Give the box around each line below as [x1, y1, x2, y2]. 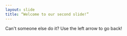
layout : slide [5, 7, 35, 12]
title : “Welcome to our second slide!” [5, 12, 89, 17]
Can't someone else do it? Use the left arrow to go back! [5, 25, 122, 31]
